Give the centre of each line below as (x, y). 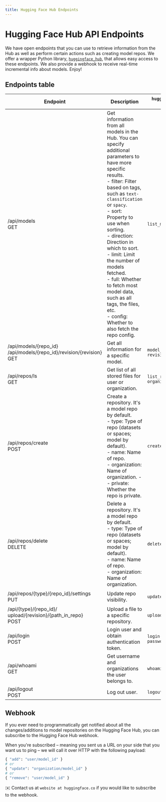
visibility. (117, 600)
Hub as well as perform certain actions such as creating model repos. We (80, 53)
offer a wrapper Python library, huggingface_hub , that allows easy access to (82, 59)
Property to (120, 217)
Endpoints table (30, 85)
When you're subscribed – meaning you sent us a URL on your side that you (82, 745)
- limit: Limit (121, 254)
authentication (124, 642)
